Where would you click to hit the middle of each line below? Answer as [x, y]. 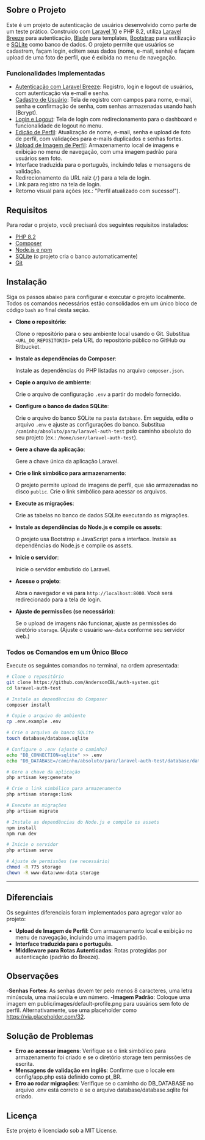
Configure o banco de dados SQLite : [62, 406]
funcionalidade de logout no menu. [59, 126]
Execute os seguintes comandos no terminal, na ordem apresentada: [93, 666]
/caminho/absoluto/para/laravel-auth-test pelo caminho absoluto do [103, 431]
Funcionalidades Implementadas [56, 73]
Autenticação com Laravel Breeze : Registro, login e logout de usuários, [104, 87]
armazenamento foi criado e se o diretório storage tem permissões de [103, 1057]
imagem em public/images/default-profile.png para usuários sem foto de [98, 1004]
